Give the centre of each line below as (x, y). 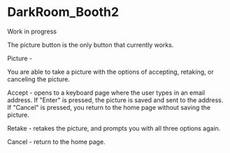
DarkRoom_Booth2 (63, 12)
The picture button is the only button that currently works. (91, 45)
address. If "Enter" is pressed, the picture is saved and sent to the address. (115, 100)
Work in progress (32, 31)
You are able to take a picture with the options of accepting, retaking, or (111, 72)
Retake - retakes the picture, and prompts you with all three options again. (114, 128)
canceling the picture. (39, 79)
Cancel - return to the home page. (57, 142)
